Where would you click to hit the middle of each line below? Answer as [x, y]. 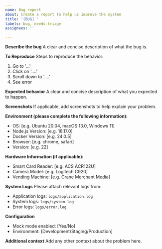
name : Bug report [23, 10]
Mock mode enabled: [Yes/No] [44, 226]
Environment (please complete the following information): [67, 116]
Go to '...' [21, 66]
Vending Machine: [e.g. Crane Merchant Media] [61, 177]
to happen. [16, 97]
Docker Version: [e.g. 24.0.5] [42, 136]
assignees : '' [20, 28]
